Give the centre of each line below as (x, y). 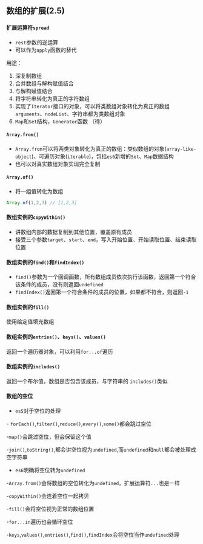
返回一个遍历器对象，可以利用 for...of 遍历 (60, 351)
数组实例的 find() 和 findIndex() (45, 262)
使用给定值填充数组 (30, 322)
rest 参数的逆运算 (37, 42)
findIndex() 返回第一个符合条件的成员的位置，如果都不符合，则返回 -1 (102, 292)
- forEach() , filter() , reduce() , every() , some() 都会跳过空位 (79, 424)
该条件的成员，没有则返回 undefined (59, 284)
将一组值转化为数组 (39, 191)
